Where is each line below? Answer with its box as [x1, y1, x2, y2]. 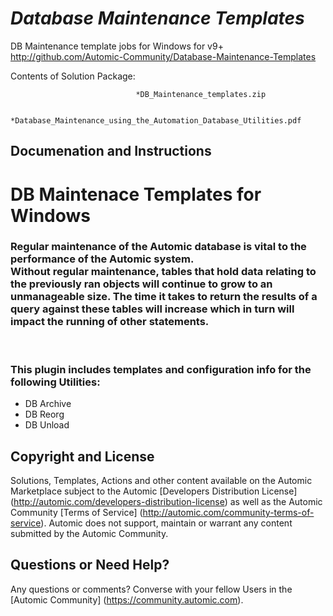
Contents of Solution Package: [10, 70, 136, 82]
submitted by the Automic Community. [10, 527, 169, 539]
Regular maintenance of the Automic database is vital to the [10, 240, 307, 254]
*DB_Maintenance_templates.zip [135, 89, 267, 99]
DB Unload [24, 419, 70, 431]
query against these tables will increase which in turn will [10, 302, 295, 316]
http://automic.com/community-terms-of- [142, 506, 315, 518]
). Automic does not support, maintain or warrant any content [40, 517, 293, 529]
